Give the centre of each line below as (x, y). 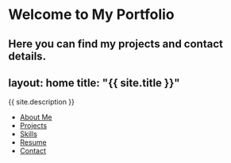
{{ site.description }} (42, 102)
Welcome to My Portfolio (91, 15)
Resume (33, 142)
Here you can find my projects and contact (116, 44)
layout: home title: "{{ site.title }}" (94, 83)
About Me (36, 117)
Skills (29, 134)
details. (27, 56)
